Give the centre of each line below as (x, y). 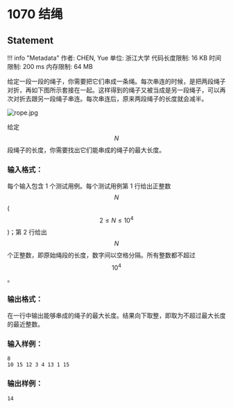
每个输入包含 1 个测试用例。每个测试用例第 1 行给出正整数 (89, 186)
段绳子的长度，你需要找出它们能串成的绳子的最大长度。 (86, 150)
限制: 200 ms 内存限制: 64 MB (50, 66)
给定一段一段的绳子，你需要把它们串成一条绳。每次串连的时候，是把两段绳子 (116, 81)
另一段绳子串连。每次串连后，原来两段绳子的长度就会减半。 (122, 99)
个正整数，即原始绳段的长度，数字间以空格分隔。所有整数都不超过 (101, 255)
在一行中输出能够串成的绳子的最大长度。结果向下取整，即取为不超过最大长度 (116, 315)
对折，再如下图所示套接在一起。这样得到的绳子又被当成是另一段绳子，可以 (113, 90)
